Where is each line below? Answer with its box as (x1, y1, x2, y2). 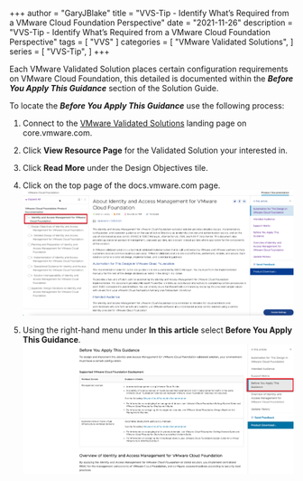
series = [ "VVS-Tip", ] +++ (9, 46, 110, 57)
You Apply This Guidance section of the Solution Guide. (9, 83, 219, 93)
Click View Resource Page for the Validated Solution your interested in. (22, 145, 289, 156)
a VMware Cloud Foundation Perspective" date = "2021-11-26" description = (9, 17, 293, 28)
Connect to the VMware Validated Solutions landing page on (22, 118, 247, 128)
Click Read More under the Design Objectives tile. (22, 163, 209, 173)
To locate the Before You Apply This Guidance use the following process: (9, 100, 285, 111)
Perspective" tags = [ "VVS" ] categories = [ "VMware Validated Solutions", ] (9, 36, 294, 47)
